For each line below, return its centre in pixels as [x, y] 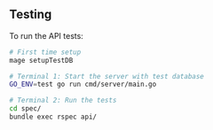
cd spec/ [25, 109]
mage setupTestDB [41, 60]
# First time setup [45, 52]
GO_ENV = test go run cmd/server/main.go [83, 84]
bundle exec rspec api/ [53, 117]
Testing [31, 15]
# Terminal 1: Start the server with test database [106, 76]
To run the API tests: [47, 35]
